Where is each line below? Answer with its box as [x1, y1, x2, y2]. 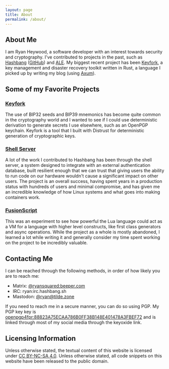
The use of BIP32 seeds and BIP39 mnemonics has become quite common [5, 111, 161, 117]
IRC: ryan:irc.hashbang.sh [12, 288, 67, 294]
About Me [5, 35, 37, 44]
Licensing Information [5, 334, 76, 343]
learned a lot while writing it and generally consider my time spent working [5, 234, 160, 240]
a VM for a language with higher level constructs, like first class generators [5, 224, 161, 230]
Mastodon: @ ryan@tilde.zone [12, 293, 75, 300]
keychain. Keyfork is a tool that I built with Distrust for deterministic [5, 127, 145, 134]
